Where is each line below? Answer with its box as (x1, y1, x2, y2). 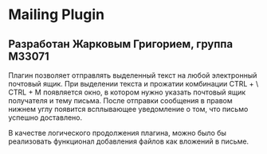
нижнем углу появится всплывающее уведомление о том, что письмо (8, 105, 249, 114)
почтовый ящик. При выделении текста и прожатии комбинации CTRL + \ (8, 79, 259, 88)
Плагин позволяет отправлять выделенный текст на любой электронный (8, 71, 257, 80)
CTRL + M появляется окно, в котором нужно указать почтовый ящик (8, 87, 246, 97)
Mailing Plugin (8, 6, 105, 24)
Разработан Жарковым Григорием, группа (8, 37, 234, 51)
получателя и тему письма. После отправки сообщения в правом (8, 96, 233, 105)
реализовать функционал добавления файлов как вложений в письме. (8, 137, 249, 146)
